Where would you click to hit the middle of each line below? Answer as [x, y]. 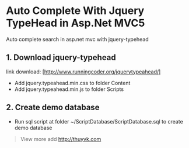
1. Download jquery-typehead [61, 57]
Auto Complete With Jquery [75, 11]
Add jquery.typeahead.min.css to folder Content [72, 83]
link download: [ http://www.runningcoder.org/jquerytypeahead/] [83, 72]
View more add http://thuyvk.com [61, 139]
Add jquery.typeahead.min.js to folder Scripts [69, 89]
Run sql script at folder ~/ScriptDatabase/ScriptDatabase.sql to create [99, 121]
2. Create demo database [53, 108]
